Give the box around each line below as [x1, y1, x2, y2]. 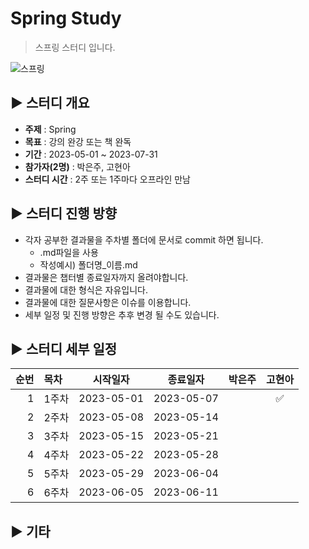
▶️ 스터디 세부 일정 [10, 340, 118, 357]
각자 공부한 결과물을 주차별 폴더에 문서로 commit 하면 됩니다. [24, 233, 264, 246]
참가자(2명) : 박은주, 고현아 [24, 160, 131, 172]
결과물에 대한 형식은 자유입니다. [24, 283, 148, 296]
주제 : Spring [24, 123, 77, 135]
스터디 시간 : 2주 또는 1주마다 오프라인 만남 [24, 173, 191, 185]
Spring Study [10, 7, 122, 30]
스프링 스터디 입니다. [34, 41, 116, 53]
